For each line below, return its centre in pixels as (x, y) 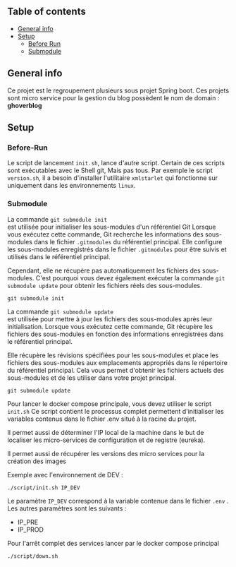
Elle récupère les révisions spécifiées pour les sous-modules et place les (113, 355)
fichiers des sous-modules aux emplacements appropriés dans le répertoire (117, 362)
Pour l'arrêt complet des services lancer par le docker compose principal (113, 543)
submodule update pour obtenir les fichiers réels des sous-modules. (105, 285)
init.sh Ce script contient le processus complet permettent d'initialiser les (116, 411)
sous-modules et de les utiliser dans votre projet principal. (92, 378)
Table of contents (46, 12)
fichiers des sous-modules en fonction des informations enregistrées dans (116, 334)
